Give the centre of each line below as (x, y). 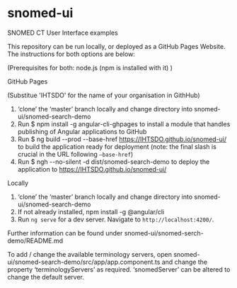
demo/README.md (35, 240)
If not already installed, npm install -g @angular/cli (91, 211)
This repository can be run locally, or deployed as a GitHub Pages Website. (117, 46)
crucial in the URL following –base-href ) (75, 154)
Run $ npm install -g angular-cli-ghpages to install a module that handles (124, 124)
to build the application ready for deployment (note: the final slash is (117, 146)
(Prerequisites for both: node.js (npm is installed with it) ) (90, 67)
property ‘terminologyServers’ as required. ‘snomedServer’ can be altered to (119, 269)
